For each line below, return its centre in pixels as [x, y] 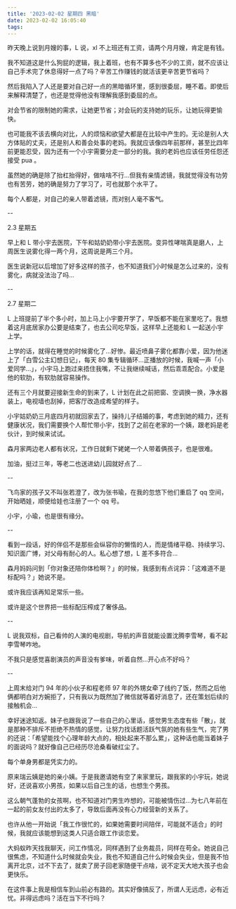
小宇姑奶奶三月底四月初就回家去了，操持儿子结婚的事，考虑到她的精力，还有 [118, 417]
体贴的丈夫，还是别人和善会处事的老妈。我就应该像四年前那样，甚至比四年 [121, 143]
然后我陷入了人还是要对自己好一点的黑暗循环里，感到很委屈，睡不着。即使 [115, 87]
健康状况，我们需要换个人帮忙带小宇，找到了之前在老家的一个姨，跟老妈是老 [118, 425]
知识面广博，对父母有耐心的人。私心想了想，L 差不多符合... [92, 554]
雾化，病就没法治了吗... [41, 275]
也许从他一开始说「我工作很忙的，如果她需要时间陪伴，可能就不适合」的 [112, 825]
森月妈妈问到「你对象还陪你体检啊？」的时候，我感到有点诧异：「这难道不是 [117, 568]
